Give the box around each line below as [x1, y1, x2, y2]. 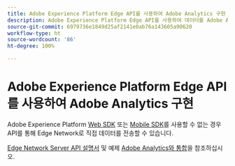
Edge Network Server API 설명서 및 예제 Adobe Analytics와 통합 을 [7, 144, 194, 152]
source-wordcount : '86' [7, 36, 77, 43]
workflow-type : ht [7, 29, 61, 37]
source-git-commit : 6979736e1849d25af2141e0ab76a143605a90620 [7, 23, 192, 30]
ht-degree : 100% [7, 43, 55, 50]
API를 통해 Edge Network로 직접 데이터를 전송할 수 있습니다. [7, 128, 173, 137]
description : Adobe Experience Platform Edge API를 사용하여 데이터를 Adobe [7, 17, 223, 24]
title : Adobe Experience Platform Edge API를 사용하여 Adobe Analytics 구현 [7, 10, 226, 17]
